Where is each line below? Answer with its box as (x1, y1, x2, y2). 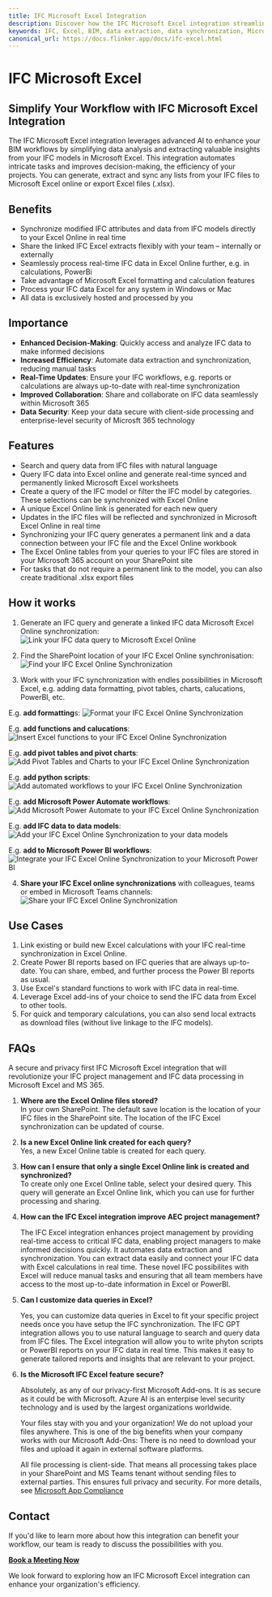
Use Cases (8, 918, 64, 933)
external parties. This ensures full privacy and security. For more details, (19, 1477, 261, 1487)
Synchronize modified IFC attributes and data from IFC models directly (19, 224, 257, 234)
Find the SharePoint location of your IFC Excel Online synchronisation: (19, 650, 254, 660)
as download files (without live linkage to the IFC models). (19, 1018, 214, 1028)
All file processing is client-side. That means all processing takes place (19, 1460, 257, 1470)
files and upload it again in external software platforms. (19, 1445, 204, 1454)
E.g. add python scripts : (8, 772, 91, 782)
